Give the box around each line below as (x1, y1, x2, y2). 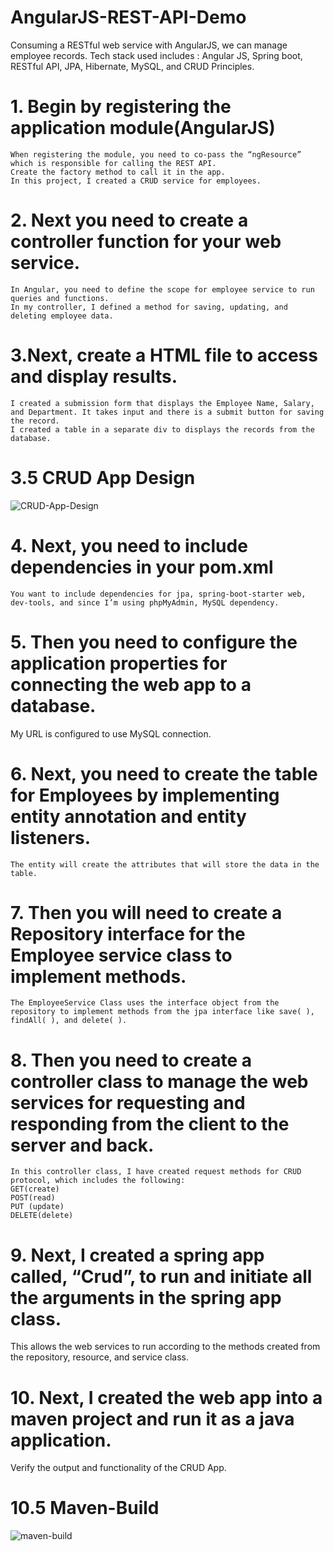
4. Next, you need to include (10, 534, 248, 557)
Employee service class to (10, 944, 233, 966)
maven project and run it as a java (10, 1407, 295, 1430)
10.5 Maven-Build (10, 1497, 160, 1520)
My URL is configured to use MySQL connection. (10, 727, 212, 740)
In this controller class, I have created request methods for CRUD (10, 1167, 302, 1177)
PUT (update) (10, 1202, 65, 1212)
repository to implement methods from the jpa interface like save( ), (10, 1007, 315, 1017)
